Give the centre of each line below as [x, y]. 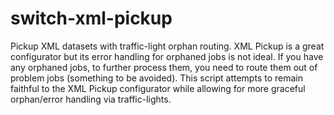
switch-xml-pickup [91, 18]
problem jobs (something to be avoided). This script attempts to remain [156, 78]
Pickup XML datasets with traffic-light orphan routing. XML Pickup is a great [167, 46]
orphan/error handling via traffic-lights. [91, 99]
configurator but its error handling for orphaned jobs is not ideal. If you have [167, 56]
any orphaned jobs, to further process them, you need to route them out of [164, 67]
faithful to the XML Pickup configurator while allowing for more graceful [158, 88]
